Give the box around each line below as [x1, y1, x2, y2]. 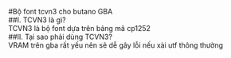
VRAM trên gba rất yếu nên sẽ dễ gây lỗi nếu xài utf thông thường [8, 41, 224, 50]
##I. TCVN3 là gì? [8, 15, 66, 25]
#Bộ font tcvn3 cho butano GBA [8, 7, 113, 16]
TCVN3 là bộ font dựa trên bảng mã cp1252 [8, 24, 151, 33]
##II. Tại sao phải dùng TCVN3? [8, 32, 113, 41]
